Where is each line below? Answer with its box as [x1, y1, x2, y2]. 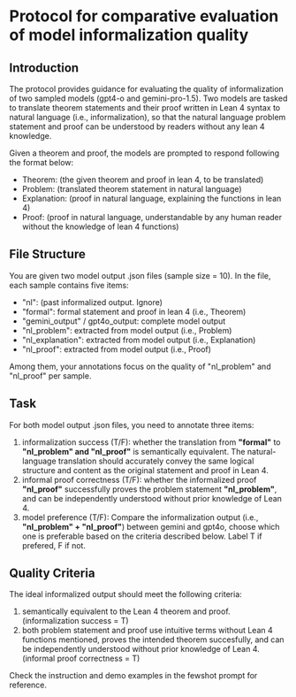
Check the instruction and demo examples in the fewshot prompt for [9, 670, 258, 681]
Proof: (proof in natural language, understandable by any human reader [21, 212, 283, 222]
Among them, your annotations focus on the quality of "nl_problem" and [9, 361, 271, 371]
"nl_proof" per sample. [9, 370, 92, 381]
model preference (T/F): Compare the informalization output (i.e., [21, 511, 259, 523]
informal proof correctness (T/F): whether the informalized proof [21, 474, 257, 485]
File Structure [9, 247, 86, 262]
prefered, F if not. [21, 540, 87, 550]
